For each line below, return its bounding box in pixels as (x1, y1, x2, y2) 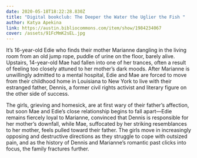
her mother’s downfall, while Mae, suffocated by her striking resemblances (6, 120, 187, 127)
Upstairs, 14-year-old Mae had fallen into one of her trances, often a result (6, 59, 186, 66)
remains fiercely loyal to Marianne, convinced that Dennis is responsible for (6, 114, 189, 121)
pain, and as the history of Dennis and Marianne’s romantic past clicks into (6, 139, 186, 146)
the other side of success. (6, 90, 69, 98)
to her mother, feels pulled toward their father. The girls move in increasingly (6, 127, 191, 134)
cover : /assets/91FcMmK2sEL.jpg (6, 31, 85, 36)
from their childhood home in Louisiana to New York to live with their (6, 78, 172, 85)
